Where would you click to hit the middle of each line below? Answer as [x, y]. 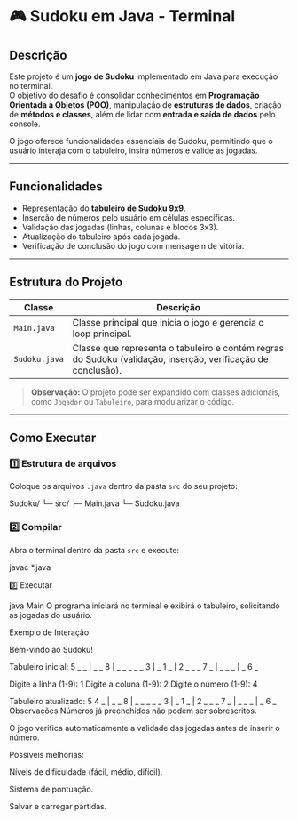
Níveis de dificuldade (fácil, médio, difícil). [86, 772]
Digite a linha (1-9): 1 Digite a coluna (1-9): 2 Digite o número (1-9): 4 [133, 684]
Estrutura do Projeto [66, 282]
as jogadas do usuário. [51, 615]
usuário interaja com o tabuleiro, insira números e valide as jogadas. [133, 150]
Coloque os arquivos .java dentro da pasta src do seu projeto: [123, 486]
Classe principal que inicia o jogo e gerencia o [168, 322]
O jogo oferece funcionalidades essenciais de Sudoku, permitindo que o [141, 141]
